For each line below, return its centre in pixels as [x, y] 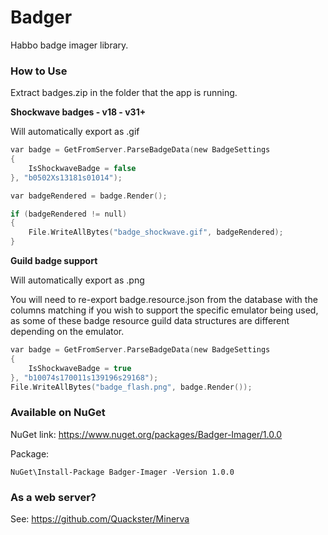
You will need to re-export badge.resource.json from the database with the [164, 300]
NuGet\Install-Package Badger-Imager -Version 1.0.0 [122, 472]
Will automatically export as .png [77, 280]
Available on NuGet [58, 413]
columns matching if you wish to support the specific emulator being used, [164, 310]
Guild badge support [54, 261]
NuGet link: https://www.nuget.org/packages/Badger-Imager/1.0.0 [146, 434]
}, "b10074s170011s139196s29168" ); [84, 377]
